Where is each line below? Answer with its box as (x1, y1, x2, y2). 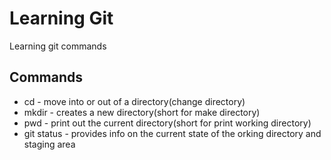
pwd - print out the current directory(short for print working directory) (23, 117, 312, 129)
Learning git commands (9, 40, 107, 52)
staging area (23, 138, 76, 150)
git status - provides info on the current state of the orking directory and (23, 127, 322, 139)
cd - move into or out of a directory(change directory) (23, 95, 246, 107)
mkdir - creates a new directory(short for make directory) (23, 106, 261, 118)
